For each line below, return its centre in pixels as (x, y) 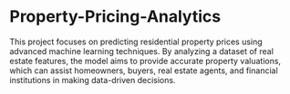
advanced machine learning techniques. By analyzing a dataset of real (141, 51)
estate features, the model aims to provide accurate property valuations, (145, 61)
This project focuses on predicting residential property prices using (136, 42)
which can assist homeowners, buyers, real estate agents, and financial (144, 70)
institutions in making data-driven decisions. (93, 80)
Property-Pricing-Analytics (115, 17)
